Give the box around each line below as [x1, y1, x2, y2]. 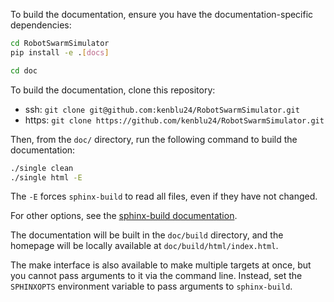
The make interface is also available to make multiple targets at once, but [10, 259, 312, 271]
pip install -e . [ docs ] [10, 47, 110, 58]
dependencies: [10, 19, 72, 31]
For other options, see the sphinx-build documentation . [10, 210, 238, 222]
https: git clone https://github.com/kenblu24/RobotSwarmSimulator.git [24, 114, 325, 126]
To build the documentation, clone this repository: [10, 84, 216, 96]
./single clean [10, 163, 74, 173]
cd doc [10, 65, 38, 76]
